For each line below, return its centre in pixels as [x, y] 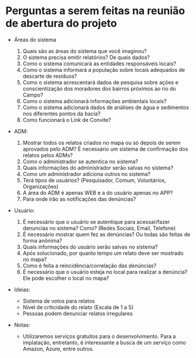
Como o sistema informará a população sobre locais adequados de [104, 69]
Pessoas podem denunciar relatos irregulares [78, 313]
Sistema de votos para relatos [59, 301]
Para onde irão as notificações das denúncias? [79, 199]
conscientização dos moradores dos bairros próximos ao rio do [99, 88]
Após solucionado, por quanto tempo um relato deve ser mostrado [103, 253]
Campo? [33, 95]
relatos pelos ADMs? [48, 155]
